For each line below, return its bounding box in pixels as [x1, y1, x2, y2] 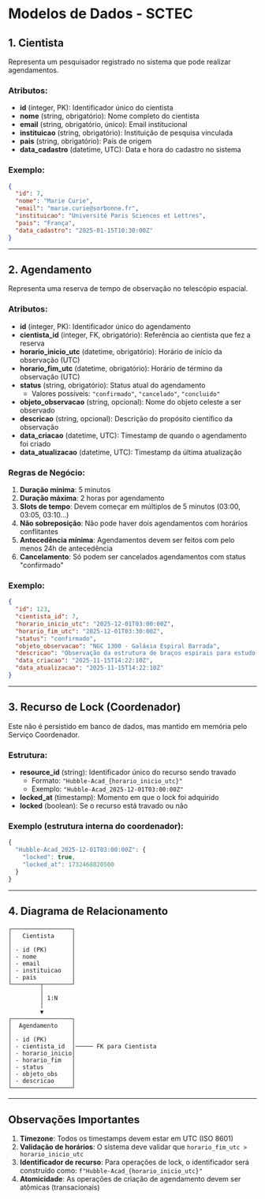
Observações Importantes [8, 1113, 140, 1126]
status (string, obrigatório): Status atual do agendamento [19, 380, 206, 390]
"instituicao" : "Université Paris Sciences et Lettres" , [15, 212, 207, 220]
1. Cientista [8, 36, 65, 50]
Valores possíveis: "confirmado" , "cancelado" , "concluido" [31, 388, 221, 398]
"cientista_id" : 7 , [15, 613, 80, 621]
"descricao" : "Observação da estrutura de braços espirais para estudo [15, 649, 256, 657]
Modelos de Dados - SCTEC [8, 5, 193, 23]
